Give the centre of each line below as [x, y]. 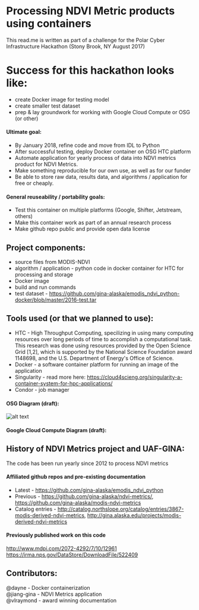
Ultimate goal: [24, 132]
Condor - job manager [42, 389]
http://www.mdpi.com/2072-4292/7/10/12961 [61, 548]
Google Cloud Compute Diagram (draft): [56, 430]
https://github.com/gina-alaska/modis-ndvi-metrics [78, 502]
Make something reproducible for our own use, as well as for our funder [103, 171]
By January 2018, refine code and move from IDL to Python [87, 145]
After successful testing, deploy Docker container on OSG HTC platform [103, 152]
